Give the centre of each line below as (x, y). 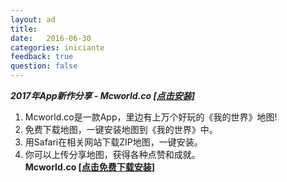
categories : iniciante (57, 47)
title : (24, 29)
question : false (44, 66)
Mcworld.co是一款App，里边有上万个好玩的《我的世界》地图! (151, 117)
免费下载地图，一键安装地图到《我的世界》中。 (121, 129)
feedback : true (42, 57)
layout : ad (33, 19)
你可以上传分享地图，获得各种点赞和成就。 (112, 154)
